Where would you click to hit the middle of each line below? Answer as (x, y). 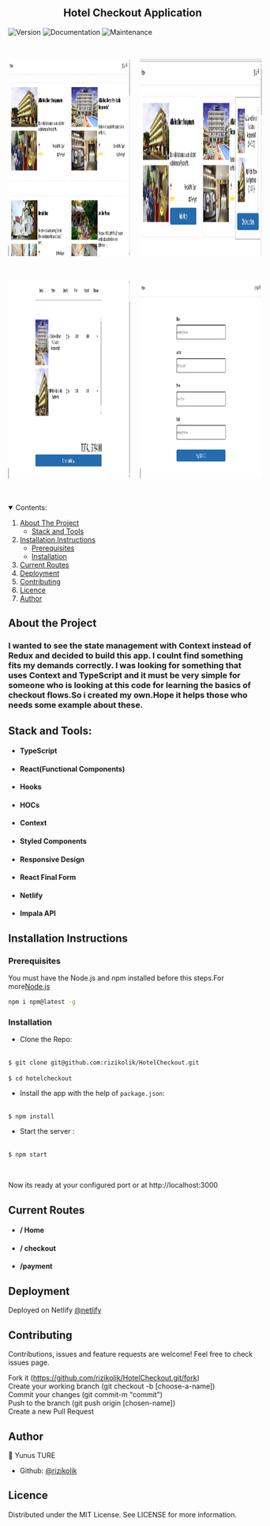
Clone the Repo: (46, 1040)
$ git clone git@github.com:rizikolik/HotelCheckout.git (104, 1063)
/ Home (32, 1230)
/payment (36, 1266)
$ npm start (28, 1155)
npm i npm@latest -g (42, 1002)
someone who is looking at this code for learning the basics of (129, 686)
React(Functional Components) (72, 769)
